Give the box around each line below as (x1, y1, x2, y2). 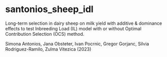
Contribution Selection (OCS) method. (5, 31, 85, 37)
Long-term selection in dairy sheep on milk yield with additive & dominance (5, 20, 162, 26)
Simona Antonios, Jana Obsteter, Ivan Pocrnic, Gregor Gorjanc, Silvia (5, 40, 149, 46)
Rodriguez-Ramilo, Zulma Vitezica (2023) (5, 46, 92, 52)
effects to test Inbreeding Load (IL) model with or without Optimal (5, 25, 142, 31)
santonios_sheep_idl (5, 4, 94, 15)
